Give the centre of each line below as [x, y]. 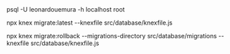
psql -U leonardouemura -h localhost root [66, 10]
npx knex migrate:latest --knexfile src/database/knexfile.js [90, 23]
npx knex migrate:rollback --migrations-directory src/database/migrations [112, 36]
